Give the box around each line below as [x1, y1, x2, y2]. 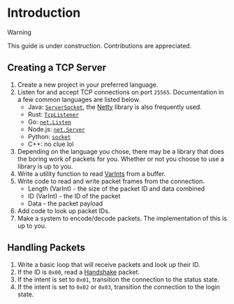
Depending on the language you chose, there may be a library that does [17, 147, 225, 155]
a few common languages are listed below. [17, 95, 141, 103]
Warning [7, 28, 31, 36]
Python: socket [27, 132, 71, 140]
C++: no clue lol [27, 140, 74, 148]
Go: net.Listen [27, 117, 71, 126]
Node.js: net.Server [27, 124, 85, 133]
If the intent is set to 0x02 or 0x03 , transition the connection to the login [17, 282, 220, 291]
